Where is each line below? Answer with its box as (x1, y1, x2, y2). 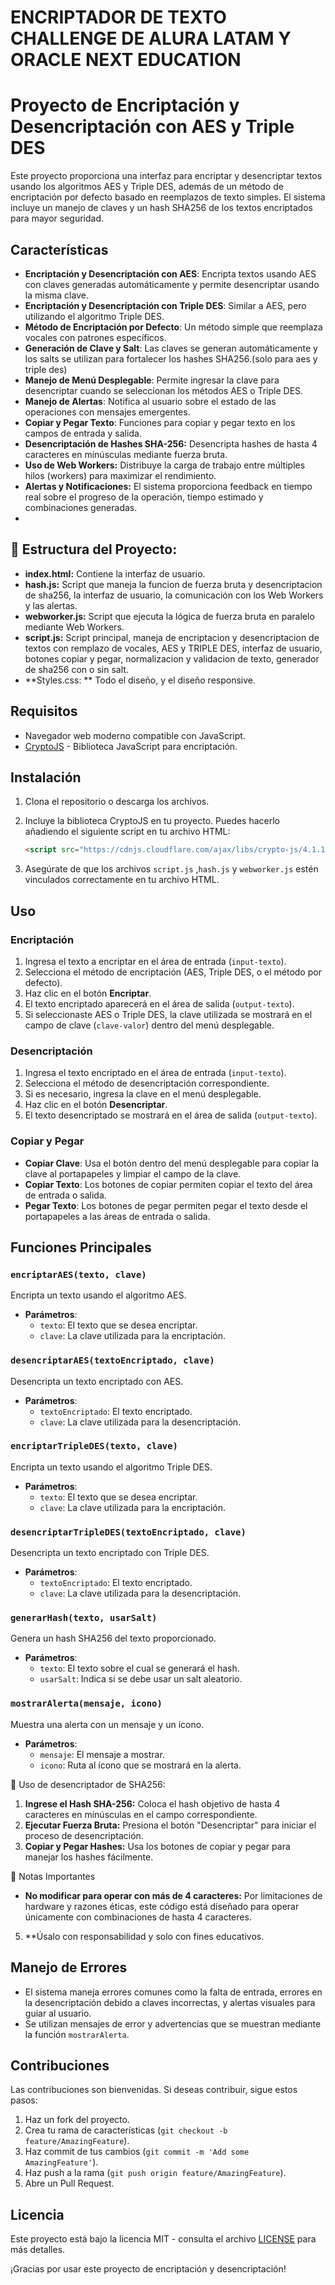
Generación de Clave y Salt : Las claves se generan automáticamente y (24, 342, 318, 354)
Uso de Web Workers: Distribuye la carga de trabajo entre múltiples (24, 459, 306, 471)
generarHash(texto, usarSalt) (10, 1612, 158, 1624)
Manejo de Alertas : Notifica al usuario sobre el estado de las (24, 395, 277, 407)
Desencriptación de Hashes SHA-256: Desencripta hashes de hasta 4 (24, 437, 318, 450)
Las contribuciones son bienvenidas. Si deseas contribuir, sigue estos (10, 2084, 298, 2096)
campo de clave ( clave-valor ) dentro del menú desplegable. (24, 1019, 275, 1031)
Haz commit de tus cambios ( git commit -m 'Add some (24, 2146, 250, 2158)
